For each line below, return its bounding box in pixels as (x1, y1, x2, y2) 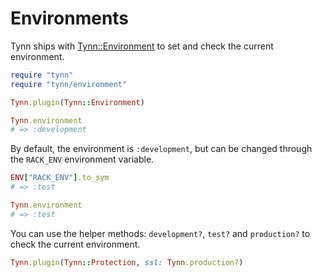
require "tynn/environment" (10, 79, 128, 89)
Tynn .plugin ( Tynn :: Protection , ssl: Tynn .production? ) (10, 257, 244, 267)
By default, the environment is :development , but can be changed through (10, 143, 313, 155)
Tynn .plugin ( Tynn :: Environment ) (10, 97, 145, 107)
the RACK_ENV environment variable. (10, 153, 155, 166)
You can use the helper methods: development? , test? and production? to (10, 227, 311, 239)
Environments (10, 7, 130, 30)
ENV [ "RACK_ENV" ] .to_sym (10, 173, 110, 183)
